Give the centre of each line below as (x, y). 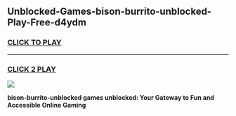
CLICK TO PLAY (34, 43)
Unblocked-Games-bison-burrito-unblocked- (110, 12)
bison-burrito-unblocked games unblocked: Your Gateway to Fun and (111, 97)
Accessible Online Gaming (47, 105)
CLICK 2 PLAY (32, 69)
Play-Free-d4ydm (47, 23)
